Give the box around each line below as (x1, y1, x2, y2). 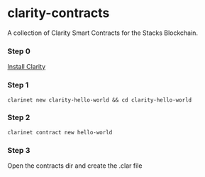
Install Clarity (7, 63, 46, 71)
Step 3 (7, 145, 31, 155)
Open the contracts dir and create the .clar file (7, 161, 143, 170)
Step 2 (7, 112, 31, 122)
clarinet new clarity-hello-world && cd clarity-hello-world (7, 96, 192, 104)
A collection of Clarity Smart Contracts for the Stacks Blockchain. (7, 28, 199, 37)
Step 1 (7, 80, 29, 90)
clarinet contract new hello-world (7, 129, 113, 136)
